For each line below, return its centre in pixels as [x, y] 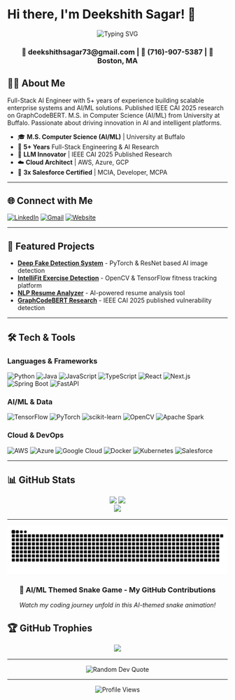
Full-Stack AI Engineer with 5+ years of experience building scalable [106, 100]
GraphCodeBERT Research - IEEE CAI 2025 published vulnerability [114, 300]
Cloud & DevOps [36, 436]
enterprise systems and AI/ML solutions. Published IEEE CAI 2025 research [115, 107]
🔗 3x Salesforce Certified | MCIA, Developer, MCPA [92, 172]
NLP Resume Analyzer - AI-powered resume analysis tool [101, 293]
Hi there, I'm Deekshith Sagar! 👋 [101, 14]
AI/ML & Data [30, 401]
